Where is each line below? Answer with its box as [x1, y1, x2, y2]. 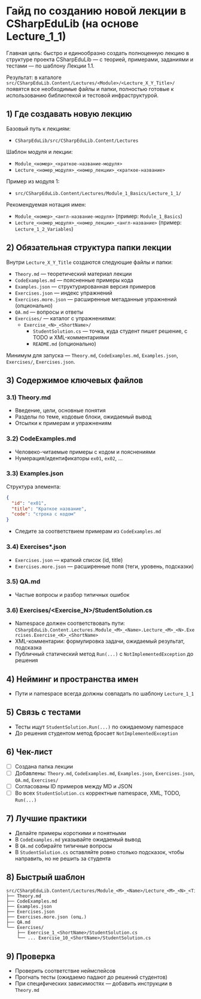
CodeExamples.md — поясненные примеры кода [14, 277, 133, 284]
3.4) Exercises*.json [6, 543, 67, 551]
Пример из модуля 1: [6, 178, 60, 185]
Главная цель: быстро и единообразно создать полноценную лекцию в [6, 49, 190, 56]
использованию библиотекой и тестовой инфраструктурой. [6, 92, 159, 99]
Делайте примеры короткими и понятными [14, 829, 127, 836]
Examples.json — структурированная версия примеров [14, 283, 156, 290]
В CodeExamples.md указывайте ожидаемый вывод [14, 836, 141, 843]
